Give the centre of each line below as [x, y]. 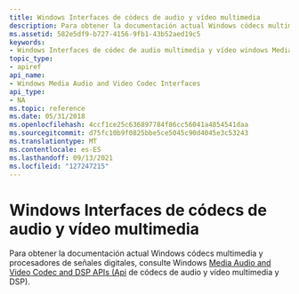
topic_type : [31, 59]
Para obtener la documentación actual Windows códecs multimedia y [137, 253]
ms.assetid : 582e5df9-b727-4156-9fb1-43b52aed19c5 [105, 34]
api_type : [28, 91]
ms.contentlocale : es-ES [55, 149]
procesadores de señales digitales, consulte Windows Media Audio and [140, 263]
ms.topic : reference [48, 108]
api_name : [28, 75]
